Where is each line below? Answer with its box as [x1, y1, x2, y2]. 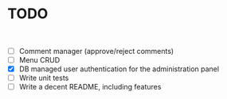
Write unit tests [18, 73, 69, 83]
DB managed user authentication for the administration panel [18, 64, 220, 74]
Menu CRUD [18, 55, 61, 64]
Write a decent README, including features [18, 82, 162, 92]
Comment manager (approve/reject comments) [18, 46, 174, 55]
